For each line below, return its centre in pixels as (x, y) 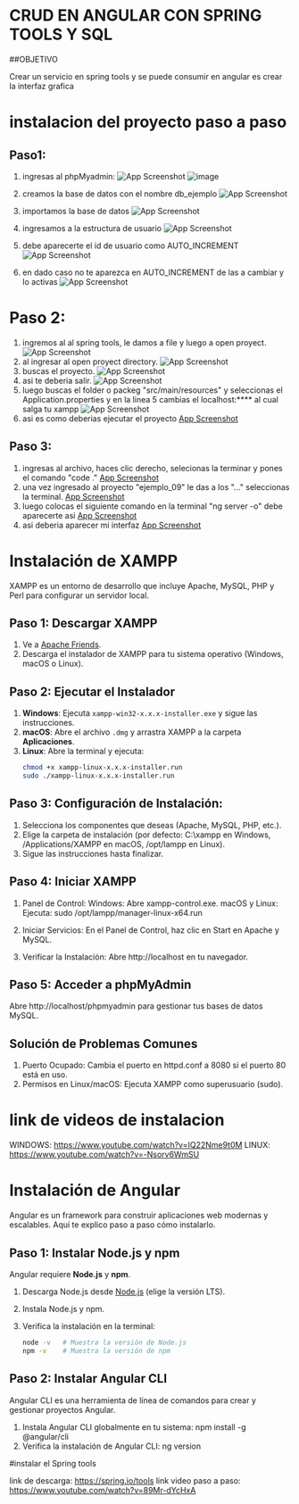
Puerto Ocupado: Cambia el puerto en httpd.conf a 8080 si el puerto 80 (154, 1065)
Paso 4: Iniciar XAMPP (73, 881)
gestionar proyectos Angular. (62, 1409)
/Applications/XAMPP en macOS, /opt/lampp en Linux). (124, 843)
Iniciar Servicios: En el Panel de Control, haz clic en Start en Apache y (150, 930)
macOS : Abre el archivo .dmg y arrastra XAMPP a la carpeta (132, 732)
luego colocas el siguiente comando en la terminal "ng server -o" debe (152, 506)
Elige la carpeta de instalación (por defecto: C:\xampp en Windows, (146, 835)
